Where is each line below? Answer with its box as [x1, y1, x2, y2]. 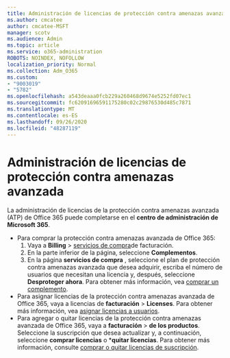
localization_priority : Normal [7, 61, 97, 68]
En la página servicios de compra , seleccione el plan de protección [27, 256, 220, 264]
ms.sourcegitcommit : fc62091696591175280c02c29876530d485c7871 [7, 99, 192, 106]
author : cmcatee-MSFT [7, 23, 69, 29]
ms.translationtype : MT [7, 106, 75, 112]
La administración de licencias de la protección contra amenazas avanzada [7, 206, 219, 215]
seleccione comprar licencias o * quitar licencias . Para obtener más [16, 336, 210, 344]
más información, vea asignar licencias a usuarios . [16, 307, 160, 315]
